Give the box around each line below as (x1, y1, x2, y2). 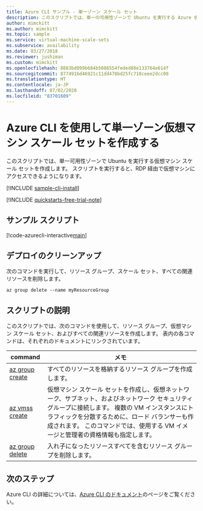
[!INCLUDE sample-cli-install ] (6, 184, 80, 191)
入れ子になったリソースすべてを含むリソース (47, 442, 173, 451)
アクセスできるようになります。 (6, 172, 85, 179)
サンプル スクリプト (6, 215, 80, 225)
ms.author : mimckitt (6, 25, 59, 32)
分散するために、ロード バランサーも (83, 413, 188, 421)
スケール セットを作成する (30, 136, 160, 150)
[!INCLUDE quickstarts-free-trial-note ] (6, 196, 102, 203)
